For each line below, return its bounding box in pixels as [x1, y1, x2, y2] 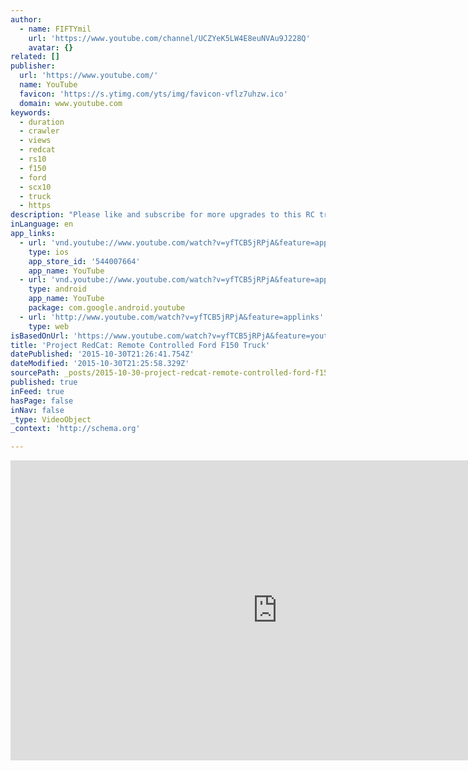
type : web [28, 321, 70, 331]
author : [10, 14, 43, 25]
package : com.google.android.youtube [28, 303, 186, 313]
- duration [19, 117, 65, 127]
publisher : [10, 61, 56, 71]
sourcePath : [10, 368, 60, 378]
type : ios [28, 247, 70, 257]
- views [19, 136, 52, 146]
